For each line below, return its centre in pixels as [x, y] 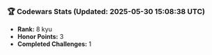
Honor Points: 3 [40, 37]
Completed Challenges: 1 [54, 44]
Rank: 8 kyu [34, 29]
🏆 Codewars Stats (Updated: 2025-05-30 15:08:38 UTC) [106, 11]
